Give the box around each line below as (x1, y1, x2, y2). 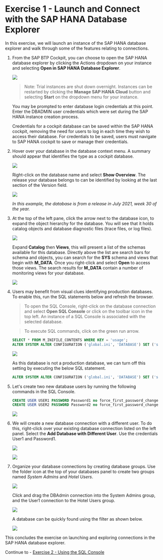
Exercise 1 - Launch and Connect (5, 3, 140, 15)
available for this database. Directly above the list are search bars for (12, 249, 150, 255)
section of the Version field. (12, 182, 68, 188)
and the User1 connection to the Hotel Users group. (12, 498, 115, 504)
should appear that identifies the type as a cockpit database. (12, 153, 134, 159)
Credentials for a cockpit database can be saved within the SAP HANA (12, 123, 153, 129)
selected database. (24, 319, 63, 325)
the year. (12, 206, 30, 212)
